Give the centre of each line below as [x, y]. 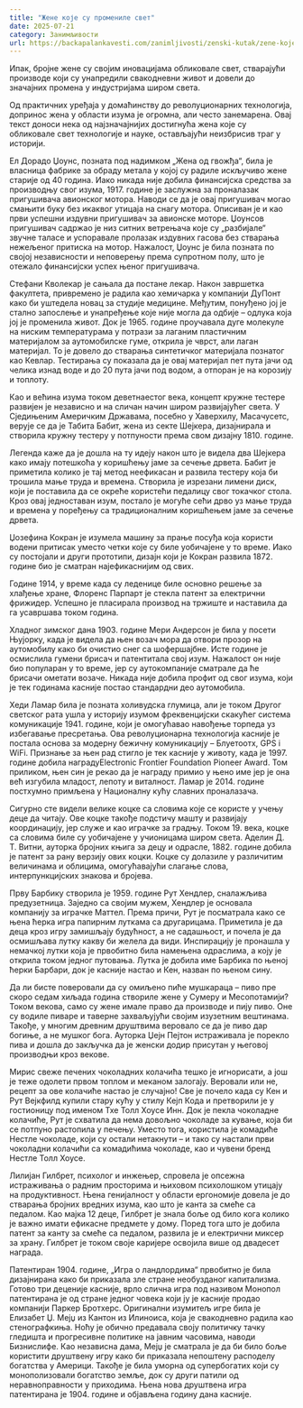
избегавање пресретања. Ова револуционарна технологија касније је [145, 734]
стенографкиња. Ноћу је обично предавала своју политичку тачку [138, 1328]
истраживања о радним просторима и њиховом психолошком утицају [146, 1185]
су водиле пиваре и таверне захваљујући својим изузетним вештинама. [149, 1017]
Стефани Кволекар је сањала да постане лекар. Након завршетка [137, 284]
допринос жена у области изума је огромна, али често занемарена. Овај [150, 115]
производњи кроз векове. [60, 1054]
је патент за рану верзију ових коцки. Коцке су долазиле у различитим [147, 857]
